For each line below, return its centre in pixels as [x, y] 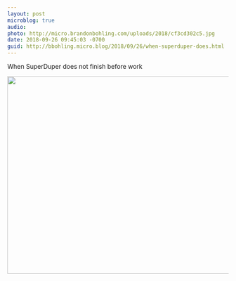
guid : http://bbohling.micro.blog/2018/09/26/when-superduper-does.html [116, 46]
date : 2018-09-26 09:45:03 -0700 [56, 40]
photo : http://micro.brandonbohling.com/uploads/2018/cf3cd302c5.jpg [111, 33]
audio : [17, 27]
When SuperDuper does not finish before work [75, 66]
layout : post [26, 14]
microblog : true [31, 20]
